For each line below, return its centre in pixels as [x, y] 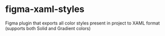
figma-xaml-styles [45, 9]
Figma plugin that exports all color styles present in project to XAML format [82, 23]
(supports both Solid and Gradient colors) [48, 28]
